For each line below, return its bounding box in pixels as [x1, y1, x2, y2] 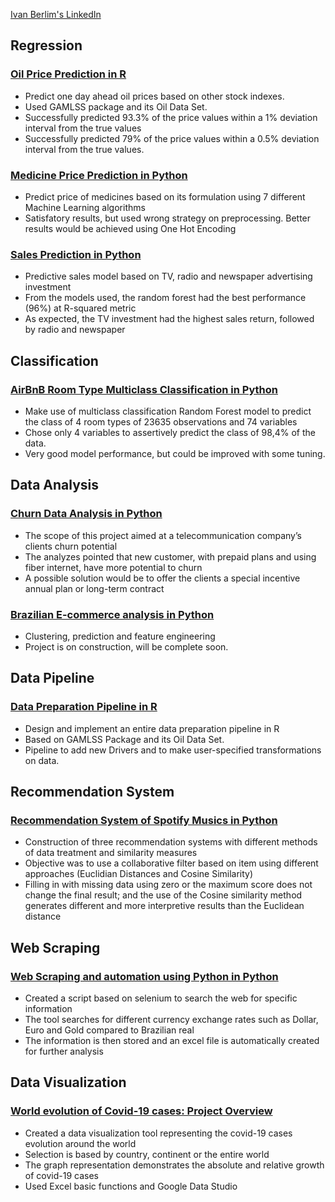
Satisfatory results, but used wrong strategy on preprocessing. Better [24, 212, 312, 224]
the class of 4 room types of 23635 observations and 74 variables [24, 415, 298, 428]
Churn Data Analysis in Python [10, 507, 163, 521]
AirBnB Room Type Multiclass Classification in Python [10, 382, 279, 396]
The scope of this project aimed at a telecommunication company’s [24, 529, 302, 541]
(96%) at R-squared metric [24, 302, 137, 314]
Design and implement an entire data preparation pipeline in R [24, 722, 280, 734]
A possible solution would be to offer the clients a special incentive [24, 572, 301, 584]
